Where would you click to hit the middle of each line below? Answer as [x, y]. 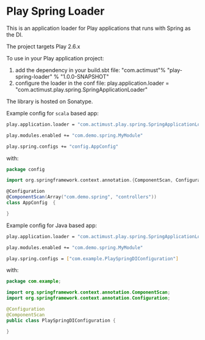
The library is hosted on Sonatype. [50, 101]
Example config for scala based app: [52, 113]
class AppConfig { [31, 203]
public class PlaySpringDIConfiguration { [61, 320]
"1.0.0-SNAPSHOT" [85, 76]
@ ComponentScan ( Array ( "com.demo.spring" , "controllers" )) [81, 197]
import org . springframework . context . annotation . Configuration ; [88, 298]
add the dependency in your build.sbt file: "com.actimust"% [90, 70]
